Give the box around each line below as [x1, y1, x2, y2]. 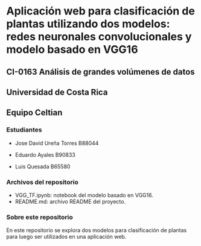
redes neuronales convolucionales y [6, 30, 192, 43]
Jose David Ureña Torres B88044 [14, 139, 99, 147]
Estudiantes [6, 125, 42, 134]
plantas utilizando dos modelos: [6, 17, 170, 31]
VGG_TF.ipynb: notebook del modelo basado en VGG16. [14, 191, 154, 198]
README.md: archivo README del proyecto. [14, 198, 126, 205]
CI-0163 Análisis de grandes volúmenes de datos [6, 66, 195, 77]
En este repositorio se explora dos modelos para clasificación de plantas [6, 227, 187, 234]
